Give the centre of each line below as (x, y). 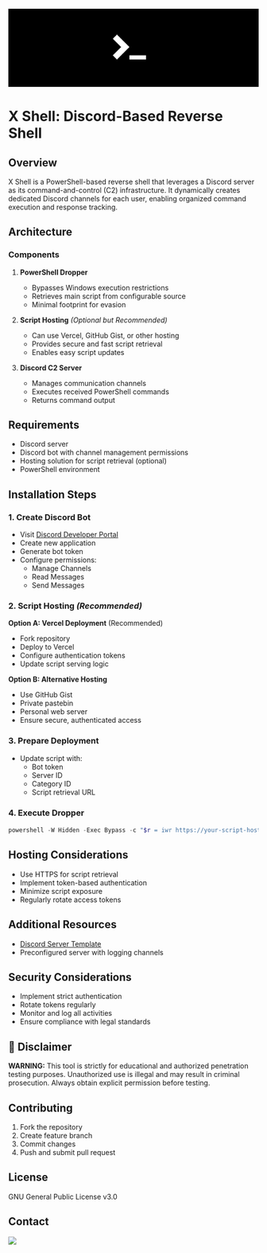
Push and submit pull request (68, 1152)
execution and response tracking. (63, 207)
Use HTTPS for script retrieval (69, 874)
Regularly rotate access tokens (70, 900)
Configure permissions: (58, 560)
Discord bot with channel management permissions (104, 453)
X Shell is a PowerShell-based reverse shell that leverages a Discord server (132, 182)
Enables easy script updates (78, 352)
